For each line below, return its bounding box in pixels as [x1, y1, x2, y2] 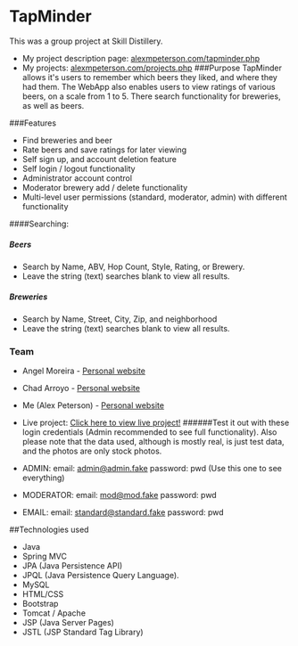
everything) [21, 472, 65, 483]
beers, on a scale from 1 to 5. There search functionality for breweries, [21, 91, 281, 102]
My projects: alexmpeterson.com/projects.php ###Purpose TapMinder [21, 62, 283, 73]
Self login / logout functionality [21, 163, 136, 174]
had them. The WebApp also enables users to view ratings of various [21, 81, 277, 92]
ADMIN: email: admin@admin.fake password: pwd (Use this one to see [21, 463, 283, 474]
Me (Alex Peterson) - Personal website [21, 400, 165, 411]
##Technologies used [9, 524, 89, 536]
